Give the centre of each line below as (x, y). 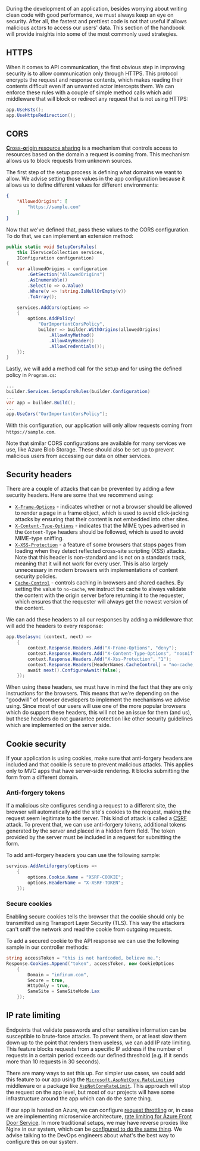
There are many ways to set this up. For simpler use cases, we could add (96, 1073)
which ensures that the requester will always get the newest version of (101, 602)
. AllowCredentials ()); (77, 346)
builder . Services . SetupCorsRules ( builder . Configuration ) (78, 392)
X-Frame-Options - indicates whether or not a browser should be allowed (103, 507)
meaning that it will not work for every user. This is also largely (91, 564)
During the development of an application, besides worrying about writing (97, 9)
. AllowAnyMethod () (71, 335)
